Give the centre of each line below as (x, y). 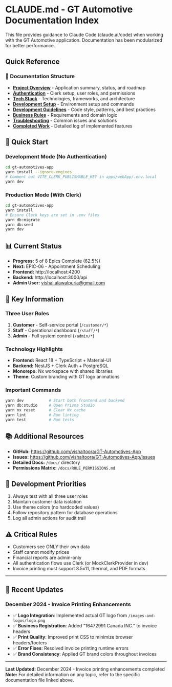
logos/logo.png (29, 621)
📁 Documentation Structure (40, 77)
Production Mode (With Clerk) (44, 195)
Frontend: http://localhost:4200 (46, 272)
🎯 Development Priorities (46, 484)
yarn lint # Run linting (42, 415)
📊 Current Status (34, 246)
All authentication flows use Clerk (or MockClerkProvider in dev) (80, 563)
